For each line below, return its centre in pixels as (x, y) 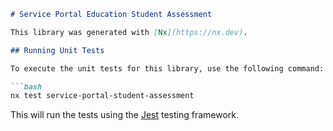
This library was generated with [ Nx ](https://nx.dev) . (129, 32)
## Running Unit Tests (57, 50)
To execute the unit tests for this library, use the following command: (167, 68)
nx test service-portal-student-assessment (102, 96)
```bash (26, 86)
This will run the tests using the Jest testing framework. (125, 115)
